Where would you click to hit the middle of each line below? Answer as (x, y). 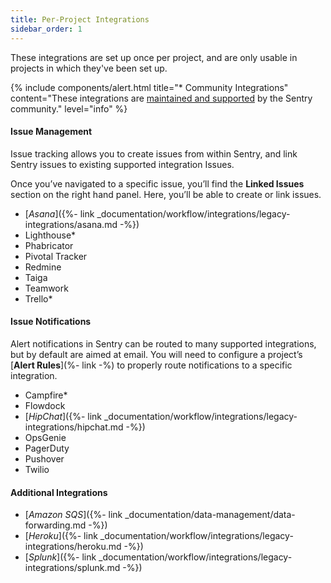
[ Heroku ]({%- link (61, 536)
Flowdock (45, 405)
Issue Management (51, 132)
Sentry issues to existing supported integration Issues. (122, 164)
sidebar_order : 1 (46, 29)
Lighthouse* (50, 235)
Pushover (44, 458)
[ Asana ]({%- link (59, 213)
